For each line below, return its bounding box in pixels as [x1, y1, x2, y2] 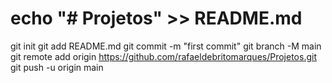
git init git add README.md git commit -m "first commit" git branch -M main [10, 40, 322, 52]
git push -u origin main [10, 61, 104, 73]
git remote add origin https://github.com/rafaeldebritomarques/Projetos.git [10, 50, 317, 62]
